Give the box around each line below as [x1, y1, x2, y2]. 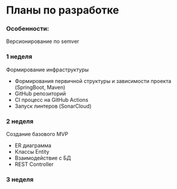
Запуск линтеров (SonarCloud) [14, 102, 92, 110]
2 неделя [6, 117, 34, 125]
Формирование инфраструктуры [6, 66, 89, 73]
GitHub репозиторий [14, 89, 66, 97]
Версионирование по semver [6, 38, 80, 45]
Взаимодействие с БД [14, 154, 71, 162]
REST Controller [14, 161, 54, 168]
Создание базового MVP [6, 131, 68, 138]
